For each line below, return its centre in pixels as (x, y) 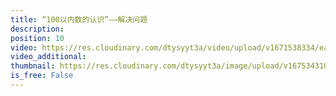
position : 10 (37, 38)
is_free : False (42, 76)
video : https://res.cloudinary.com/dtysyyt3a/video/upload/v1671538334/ (165, 47)
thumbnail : (33, 66)
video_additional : (48, 57)
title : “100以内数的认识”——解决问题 (79, 19)
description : (37, 29)
